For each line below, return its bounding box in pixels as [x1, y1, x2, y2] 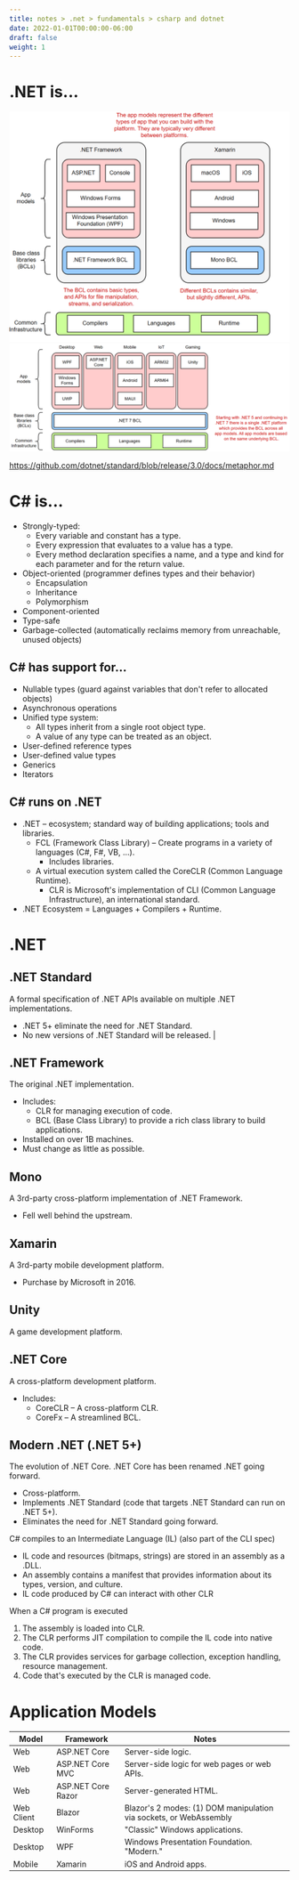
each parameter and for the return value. [35, 558, 185, 569]
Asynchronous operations [21, 702, 117, 713]
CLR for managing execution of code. [35, 1106, 173, 1116]
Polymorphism [35, 596, 89, 607]
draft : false [9, 33, 58, 42]
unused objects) [21, 634, 83, 644]
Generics [21, 759, 56, 770]
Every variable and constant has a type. [35, 530, 182, 540]
